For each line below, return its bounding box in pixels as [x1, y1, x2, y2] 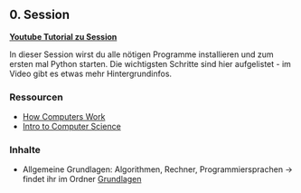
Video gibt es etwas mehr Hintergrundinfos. [9, 68, 173, 79]
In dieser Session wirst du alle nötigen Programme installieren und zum [9, 49, 274, 60]
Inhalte [9, 144, 41, 157]
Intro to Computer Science [22, 121, 122, 132]
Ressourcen [9, 91, 63, 103]
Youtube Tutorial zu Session [9, 31, 118, 42]
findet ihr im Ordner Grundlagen [22, 174, 142, 185]
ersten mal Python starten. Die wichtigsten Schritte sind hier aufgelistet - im [9, 58, 292, 69]
